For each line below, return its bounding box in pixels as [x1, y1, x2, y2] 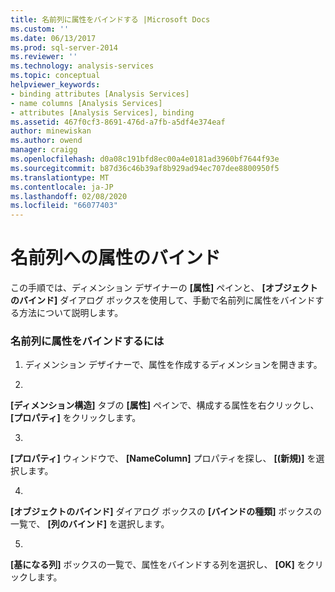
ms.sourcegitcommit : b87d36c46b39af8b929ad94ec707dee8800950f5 [10, 163, 280, 173]
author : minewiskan [10, 126, 92, 136]
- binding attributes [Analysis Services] [10, 89, 190, 99]
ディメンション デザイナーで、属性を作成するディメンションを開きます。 [24, 359, 323, 371]
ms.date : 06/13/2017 [10, 33, 97, 43]
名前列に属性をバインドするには [10, 334, 165, 348]
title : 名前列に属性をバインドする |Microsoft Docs [10, 14, 211, 25]
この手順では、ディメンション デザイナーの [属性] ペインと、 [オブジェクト [10, 282, 318, 294]
